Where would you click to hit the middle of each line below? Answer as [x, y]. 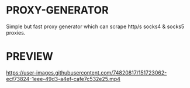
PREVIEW [30, 57]
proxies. [16, 32]
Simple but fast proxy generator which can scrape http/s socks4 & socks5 [95, 26]
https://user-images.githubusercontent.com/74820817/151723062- [87, 72]
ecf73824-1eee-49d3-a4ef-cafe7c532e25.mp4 [63, 79]
